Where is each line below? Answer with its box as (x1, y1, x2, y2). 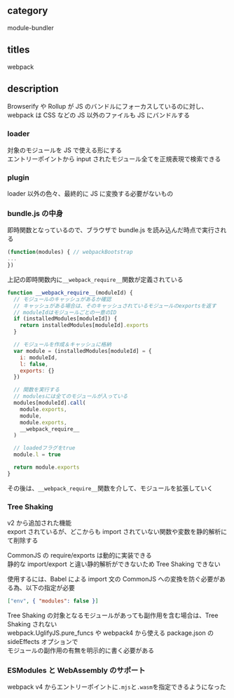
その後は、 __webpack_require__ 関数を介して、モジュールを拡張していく (7, 483, 214, 492)
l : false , (20, 361, 49, 368)
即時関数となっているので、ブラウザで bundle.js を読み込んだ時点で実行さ (7, 226, 221, 234)
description (7, 83, 59, 95)
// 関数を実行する (13, 387, 60, 394)
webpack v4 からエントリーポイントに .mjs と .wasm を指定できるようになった (7, 683, 226, 691)
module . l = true (13, 451, 61, 458)
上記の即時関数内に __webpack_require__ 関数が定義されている (7, 275, 184, 283)
